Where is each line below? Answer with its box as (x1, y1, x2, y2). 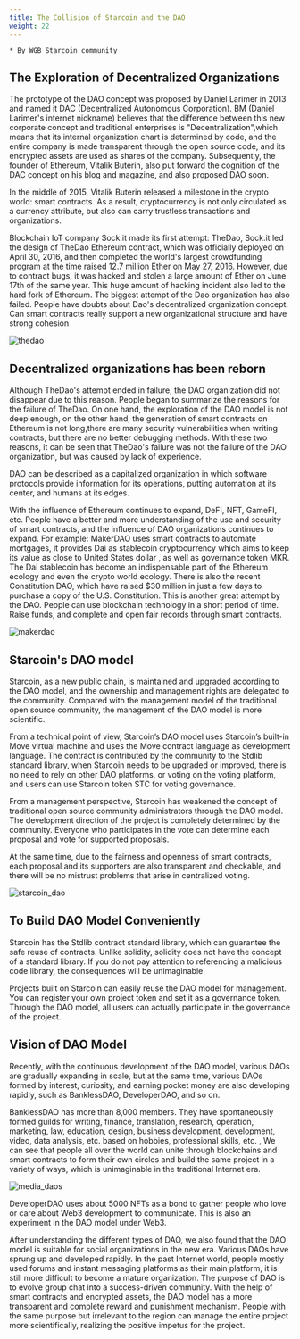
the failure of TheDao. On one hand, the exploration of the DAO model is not (9, 403, 288, 415)
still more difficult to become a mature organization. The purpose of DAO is (9, 1272, 286, 1283)
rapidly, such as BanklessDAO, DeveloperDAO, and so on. (9, 1089, 221, 1100)
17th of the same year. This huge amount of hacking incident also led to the (9, 280, 286, 291)
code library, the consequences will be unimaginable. (9, 965, 205, 976)
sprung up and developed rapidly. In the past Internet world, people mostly (9, 1253, 284, 1264)
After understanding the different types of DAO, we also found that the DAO (9, 1234, 287, 1245)
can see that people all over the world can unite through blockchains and (9, 1144, 278, 1155)
